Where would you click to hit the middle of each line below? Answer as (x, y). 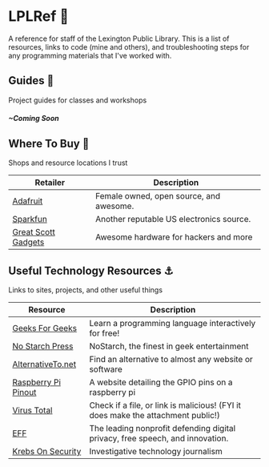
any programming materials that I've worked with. (90, 55)
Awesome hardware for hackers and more (174, 237)
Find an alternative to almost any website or (171, 359)
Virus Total (32, 410)
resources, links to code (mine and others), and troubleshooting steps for (129, 46)
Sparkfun (30, 219)
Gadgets (28, 242)
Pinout (24, 392)
